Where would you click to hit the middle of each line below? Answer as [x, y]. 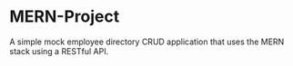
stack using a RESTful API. [59, 51]
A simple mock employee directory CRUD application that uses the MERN [147, 42]
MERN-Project [65, 17]
